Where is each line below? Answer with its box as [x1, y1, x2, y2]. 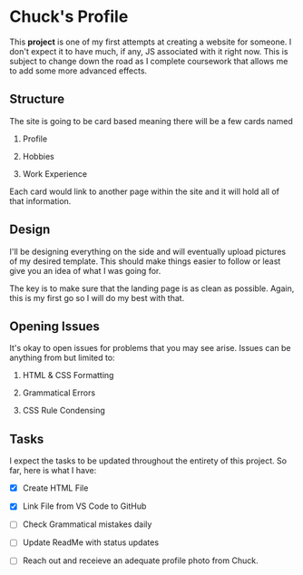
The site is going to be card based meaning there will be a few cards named [9, 115, 293, 126]
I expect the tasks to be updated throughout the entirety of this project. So [9, 455, 288, 466]
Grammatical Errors [22, 387, 96, 398]
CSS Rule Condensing [22, 405, 106, 416]
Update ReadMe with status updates [22, 537, 160, 548]
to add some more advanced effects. [9, 65, 148, 76]
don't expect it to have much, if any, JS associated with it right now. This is [9, 45, 288, 56]
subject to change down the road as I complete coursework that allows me [9, 55, 288, 66]
